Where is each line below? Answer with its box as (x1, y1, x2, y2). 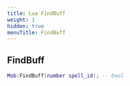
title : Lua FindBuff (7, 10, 66, 17)
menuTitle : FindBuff (7, 29, 66, 36)
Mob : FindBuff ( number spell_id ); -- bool (7, 72, 125, 79)
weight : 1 (7, 16, 36, 23)
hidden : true (7, 23, 44, 29)
